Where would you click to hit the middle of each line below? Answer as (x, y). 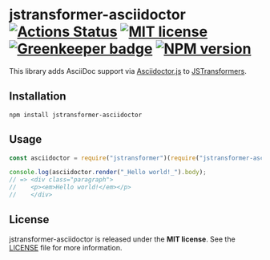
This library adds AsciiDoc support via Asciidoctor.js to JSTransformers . (128, 71)
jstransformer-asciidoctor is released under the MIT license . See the (122, 239)
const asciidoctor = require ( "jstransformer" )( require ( (104, 158)
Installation (38, 97)
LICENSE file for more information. (66, 247)
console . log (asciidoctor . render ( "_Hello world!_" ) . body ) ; (108, 173)
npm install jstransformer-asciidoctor (76, 115)
